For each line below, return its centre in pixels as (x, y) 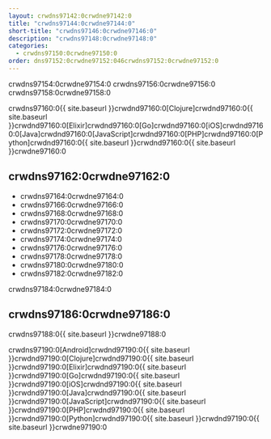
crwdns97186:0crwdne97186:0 (90, 315)
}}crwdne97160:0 (37, 151)
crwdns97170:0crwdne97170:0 (71, 222)
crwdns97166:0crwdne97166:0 (72, 205)
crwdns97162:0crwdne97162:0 (89, 177)
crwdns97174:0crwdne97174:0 (71, 238)
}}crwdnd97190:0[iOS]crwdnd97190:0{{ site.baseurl (95, 384)
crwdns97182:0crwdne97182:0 (72, 273)
